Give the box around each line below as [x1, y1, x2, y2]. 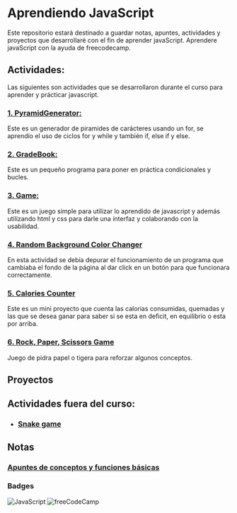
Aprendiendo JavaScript [7, 5, 154, 21]
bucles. [7, 173, 29, 181]
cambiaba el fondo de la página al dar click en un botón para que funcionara [7, 263, 230, 271]
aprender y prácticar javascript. [7, 90, 99, 98]
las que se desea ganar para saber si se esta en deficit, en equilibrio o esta [7, 312, 226, 320]
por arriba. [7, 320, 38, 328]
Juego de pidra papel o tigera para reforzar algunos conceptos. [7, 353, 193, 362]
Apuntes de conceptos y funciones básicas [7, 462, 160, 472]
